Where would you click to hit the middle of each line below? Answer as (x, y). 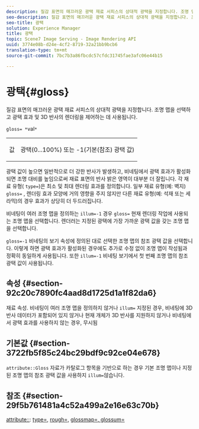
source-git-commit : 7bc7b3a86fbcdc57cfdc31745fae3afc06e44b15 (84, 56)
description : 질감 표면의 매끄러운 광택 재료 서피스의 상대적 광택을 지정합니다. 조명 (97, 12)
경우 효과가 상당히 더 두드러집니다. (63, 201)
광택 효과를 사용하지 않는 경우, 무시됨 (55, 322)
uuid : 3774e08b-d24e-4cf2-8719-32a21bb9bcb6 (62, 45)
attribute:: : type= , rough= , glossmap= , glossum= (65, 420)
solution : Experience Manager (44, 28)
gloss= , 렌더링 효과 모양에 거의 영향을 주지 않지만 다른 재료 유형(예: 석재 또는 (95, 193)
